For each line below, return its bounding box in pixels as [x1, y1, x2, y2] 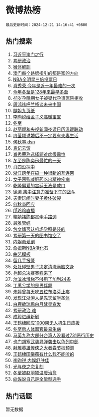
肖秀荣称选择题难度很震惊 [12, 151, 66, 157]
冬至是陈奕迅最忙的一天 [12, 157, 61, 163]
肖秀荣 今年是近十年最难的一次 [12, 82, 76, 88]
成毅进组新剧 [12, 313, 39, 320]
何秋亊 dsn [12, 138, 35, 145]
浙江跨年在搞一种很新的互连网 [12, 170, 74, 176]
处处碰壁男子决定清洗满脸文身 [12, 263, 74, 270]
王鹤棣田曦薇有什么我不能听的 [12, 351, 74, 357]
